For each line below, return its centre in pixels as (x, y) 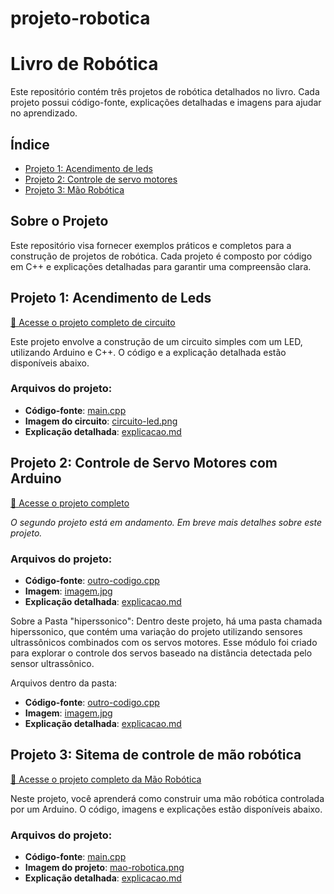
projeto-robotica (80, 18)
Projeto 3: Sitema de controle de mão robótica (156, 755)
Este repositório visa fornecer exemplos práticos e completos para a (151, 245)
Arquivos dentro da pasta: (64, 683)
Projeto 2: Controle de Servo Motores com (144, 463)
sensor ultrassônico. (52, 663)
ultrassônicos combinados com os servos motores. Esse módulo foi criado (164, 642)
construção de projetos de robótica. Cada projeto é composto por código (161, 256)
